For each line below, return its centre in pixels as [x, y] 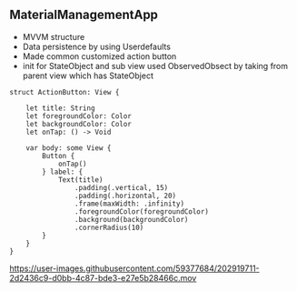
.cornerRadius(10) [109, 227]
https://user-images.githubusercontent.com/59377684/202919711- [135, 268]
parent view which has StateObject [88, 76]
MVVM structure [54, 36]
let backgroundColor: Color [79, 124]
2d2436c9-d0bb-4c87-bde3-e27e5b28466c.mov [103, 277]
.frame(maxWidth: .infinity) [129, 204]
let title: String [60, 108]
